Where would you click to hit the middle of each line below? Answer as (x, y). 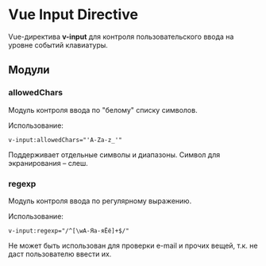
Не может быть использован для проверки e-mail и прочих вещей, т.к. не (133, 245)
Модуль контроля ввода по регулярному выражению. (100, 201)
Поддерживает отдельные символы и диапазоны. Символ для (114, 154)
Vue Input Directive (73, 15)
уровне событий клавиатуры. (58, 44)
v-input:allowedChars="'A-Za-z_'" (66, 140)
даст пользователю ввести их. (60, 254)
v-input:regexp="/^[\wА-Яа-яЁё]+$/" (69, 231)
